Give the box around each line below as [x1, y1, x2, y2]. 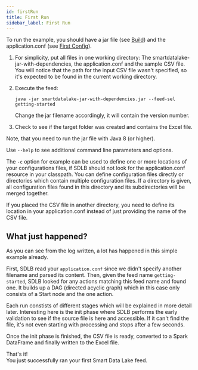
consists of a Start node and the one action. [6, 291, 114, 298]
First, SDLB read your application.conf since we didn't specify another [6, 265, 182, 272]
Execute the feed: [14, 85, 58, 92]
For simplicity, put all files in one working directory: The [14, 54, 151, 61]
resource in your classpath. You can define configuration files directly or [6, 171, 184, 178]
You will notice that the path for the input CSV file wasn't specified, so [14, 67, 187, 74]
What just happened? [6, 231, 88, 242]
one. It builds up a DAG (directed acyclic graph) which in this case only [6, 284, 180, 291]
